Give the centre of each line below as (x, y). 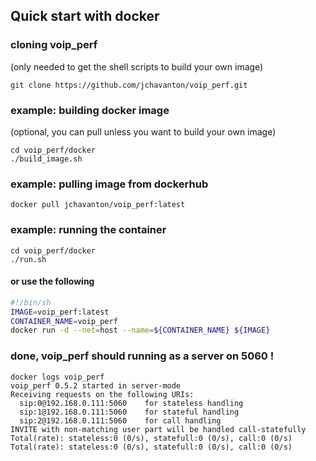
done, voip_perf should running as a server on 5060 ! (142, 356)
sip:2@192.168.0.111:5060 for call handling (120, 420)
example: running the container (88, 230)
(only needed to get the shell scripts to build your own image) (137, 66)
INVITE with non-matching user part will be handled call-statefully (158, 429)
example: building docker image (90, 110)
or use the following (52, 281)
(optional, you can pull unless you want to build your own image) (143, 131)
